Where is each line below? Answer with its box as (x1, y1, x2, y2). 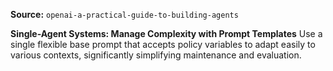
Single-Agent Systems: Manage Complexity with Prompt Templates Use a (10, 28, 323, 39)
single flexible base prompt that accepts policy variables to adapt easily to (10, 39, 316, 50)
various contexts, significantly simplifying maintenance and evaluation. (10, 49, 302, 61)
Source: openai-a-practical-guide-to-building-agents (10, 9, 239, 20)
